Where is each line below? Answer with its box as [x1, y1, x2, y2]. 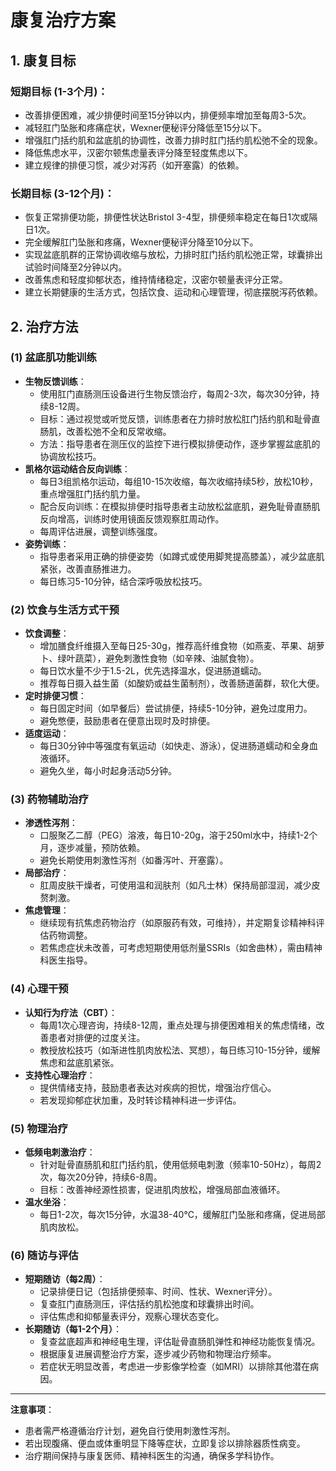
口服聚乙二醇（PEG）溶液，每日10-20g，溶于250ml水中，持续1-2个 [39, 829, 318, 841]
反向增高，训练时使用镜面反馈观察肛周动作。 [39, 512, 225, 525]
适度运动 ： [24, 727, 70, 740]
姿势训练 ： [24, 537, 70, 550]
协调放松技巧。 [39, 450, 102, 462]
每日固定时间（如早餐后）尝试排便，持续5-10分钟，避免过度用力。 [39, 702, 313, 715]
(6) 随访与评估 [10, 1248, 79, 1262]
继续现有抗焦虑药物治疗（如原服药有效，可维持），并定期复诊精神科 [39, 917, 317, 929]
